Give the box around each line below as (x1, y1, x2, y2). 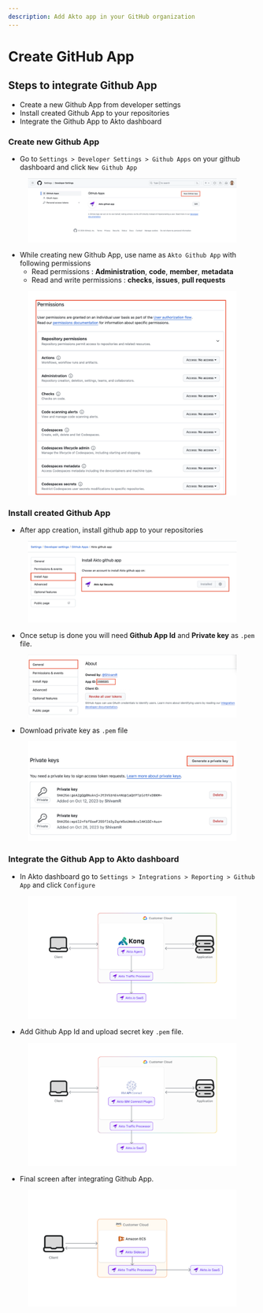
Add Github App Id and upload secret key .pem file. (19, 1027, 183, 1037)
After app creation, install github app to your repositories (19, 525, 203, 535)
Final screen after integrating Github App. (19, 1174, 154, 1183)
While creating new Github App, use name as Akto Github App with (19, 250, 237, 259)
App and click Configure (19, 880, 96, 889)
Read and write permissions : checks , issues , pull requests (31, 275, 226, 284)
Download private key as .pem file (19, 725, 128, 736)
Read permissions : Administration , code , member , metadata (31, 266, 234, 276)
